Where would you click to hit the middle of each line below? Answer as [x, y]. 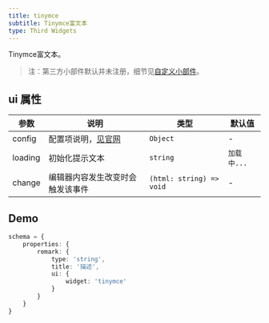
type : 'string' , [78, 259]
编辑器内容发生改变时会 [93, 177]
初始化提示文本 [77, 159]
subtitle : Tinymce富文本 [48, 23]
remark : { [53, 252]
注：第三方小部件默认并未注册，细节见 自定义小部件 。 [116, 71]
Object [162, 139]
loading [26, 158]
